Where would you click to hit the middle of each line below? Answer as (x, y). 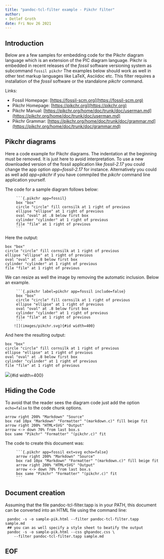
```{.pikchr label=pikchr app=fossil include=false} (71, 291)
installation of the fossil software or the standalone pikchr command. (74, 81)
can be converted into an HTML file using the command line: (66, 510)
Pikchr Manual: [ (29, 111)
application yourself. (26, 179)
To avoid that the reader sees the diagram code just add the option (72, 402)
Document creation (35, 493)
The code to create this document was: (45, 443)
